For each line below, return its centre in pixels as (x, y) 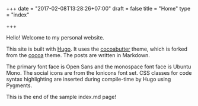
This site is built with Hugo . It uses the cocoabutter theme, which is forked (97, 49)
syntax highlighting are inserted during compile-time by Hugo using (89, 79)
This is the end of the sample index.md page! (61, 97)
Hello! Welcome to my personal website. (55, 37)
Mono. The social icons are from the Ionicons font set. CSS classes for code (99, 73)
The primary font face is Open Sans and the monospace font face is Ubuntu (99, 67)
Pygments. (19, 85)
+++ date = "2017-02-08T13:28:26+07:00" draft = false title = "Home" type (98, 9)
